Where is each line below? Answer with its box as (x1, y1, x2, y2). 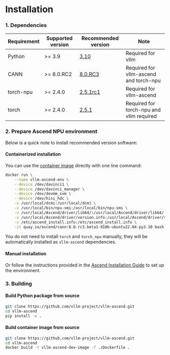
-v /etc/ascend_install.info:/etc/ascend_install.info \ (14, 220, 137, 225)
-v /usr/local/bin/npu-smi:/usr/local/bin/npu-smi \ (14, 205, 128, 211)
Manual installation (5, 251, 47, 257)
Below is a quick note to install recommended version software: (5, 139, 138, 145)
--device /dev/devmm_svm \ (14, 191, 71, 196)
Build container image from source (5, 324, 80, 331)
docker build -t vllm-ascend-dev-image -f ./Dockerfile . (5, 345, 130, 350)
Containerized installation (5, 151, 61, 157)
